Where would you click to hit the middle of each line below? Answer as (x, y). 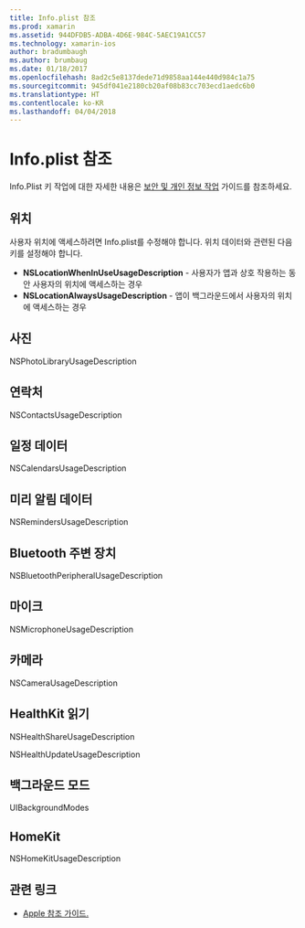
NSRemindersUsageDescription (69, 522)
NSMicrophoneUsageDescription (72, 629)
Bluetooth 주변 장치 (63, 553)
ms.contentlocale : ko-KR (57, 103)
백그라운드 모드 (50, 785)
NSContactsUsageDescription (66, 415)
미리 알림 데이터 (51, 499)
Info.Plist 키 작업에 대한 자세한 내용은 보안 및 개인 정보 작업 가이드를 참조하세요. (151, 187)
